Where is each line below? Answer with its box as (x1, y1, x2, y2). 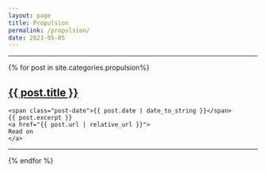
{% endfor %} (8, 156, 54, 166)
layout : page (8, 11, 51, 20)
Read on (8, 128, 34, 136)
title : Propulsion (8, 19, 69, 27)
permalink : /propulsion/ (8, 26, 90, 34)
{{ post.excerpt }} (8, 114, 73, 122)
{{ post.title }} (8, 86, 79, 99)
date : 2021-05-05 (8, 33, 66, 42)
